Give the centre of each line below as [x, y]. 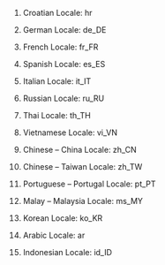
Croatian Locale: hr [57, 13]
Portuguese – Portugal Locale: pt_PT [90, 184]
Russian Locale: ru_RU [64, 98]
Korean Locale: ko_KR [63, 218]
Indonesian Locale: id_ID [67, 252]
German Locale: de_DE [64, 30]
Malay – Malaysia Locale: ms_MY [83, 201]
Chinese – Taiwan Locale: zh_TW [82, 167]
